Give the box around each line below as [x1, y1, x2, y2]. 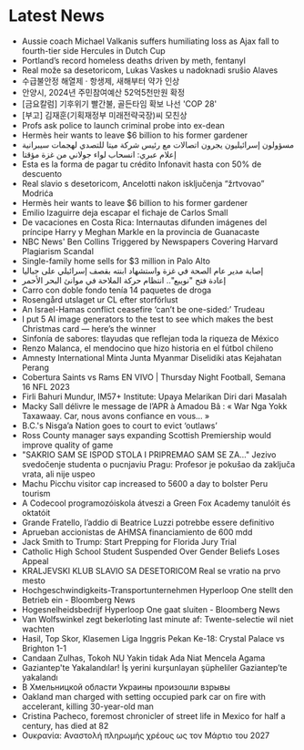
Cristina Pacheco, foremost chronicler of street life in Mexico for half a [21, 710, 286, 721]
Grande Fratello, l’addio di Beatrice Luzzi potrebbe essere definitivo [21, 517, 275, 528]
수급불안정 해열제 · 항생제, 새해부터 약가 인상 [21, 75, 180, 87]
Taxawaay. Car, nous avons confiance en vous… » [21, 410, 210, 421]
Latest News [8, 5, 106, 26]
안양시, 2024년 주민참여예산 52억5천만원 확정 [21, 87, 186, 98]
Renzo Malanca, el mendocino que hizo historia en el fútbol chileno [21, 343, 274, 354]
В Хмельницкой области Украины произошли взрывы [21, 681, 231, 693]
